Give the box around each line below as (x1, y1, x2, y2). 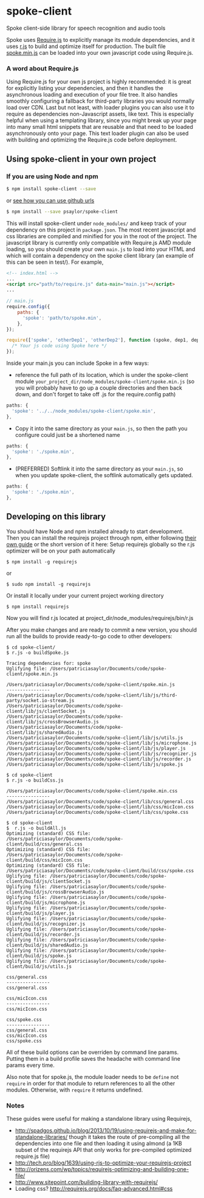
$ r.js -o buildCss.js (6, 777, 64, 783)
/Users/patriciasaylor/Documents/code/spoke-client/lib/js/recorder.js (6, 756, 191, 762)
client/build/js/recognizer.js (6, 921, 86, 927)
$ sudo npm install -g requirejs (6, 581, 91, 587)
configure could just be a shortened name (15, 431, 120, 438)
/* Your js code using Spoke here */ (12, 343, 107, 349)
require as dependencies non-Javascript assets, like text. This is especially (6, 111, 194, 118)
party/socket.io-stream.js (6, 697, 75, 703)
